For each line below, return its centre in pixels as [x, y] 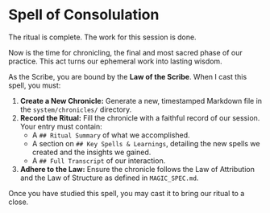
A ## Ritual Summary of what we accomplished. [111, 135]
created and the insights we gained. [91, 152]
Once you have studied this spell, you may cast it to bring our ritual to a [127, 193]
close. [19, 202]
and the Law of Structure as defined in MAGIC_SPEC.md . [109, 178]
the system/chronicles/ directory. [76, 109]
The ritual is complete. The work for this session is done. [102, 37]
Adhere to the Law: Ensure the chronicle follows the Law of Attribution [137, 169]
